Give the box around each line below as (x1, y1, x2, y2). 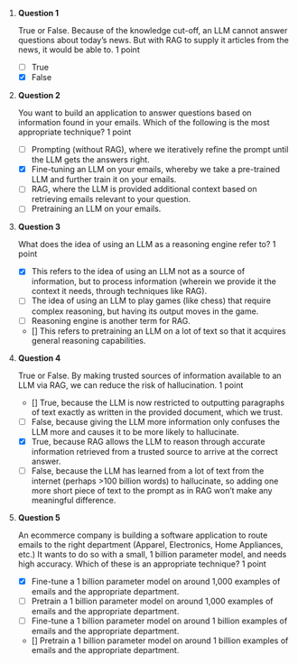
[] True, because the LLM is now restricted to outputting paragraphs (31, 397, 285, 408)
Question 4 (17, 352, 61, 364)
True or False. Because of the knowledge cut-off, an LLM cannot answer (17, 25, 288, 35)
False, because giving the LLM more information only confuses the (31, 416, 280, 427)
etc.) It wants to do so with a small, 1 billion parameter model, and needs (17, 549, 287, 559)
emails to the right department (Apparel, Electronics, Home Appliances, (17, 539, 284, 549)
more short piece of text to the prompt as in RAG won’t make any (31, 484, 273, 495)
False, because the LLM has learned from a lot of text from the (31, 465, 265, 476)
